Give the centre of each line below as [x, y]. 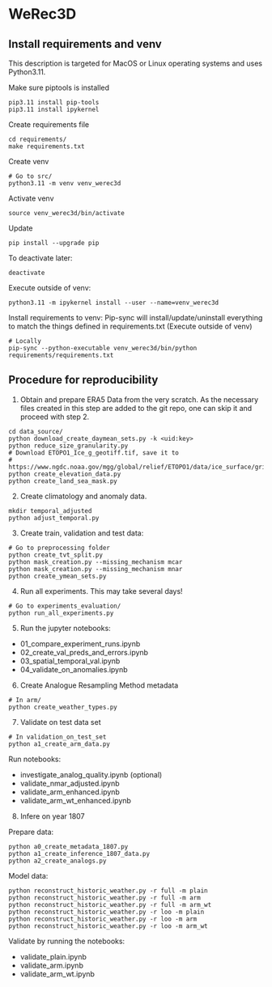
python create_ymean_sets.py [57, 576]
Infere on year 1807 [52, 816]
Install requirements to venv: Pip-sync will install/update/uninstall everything [136, 318]
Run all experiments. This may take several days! [102, 591]
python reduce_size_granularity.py [68, 446]
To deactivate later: [40, 258]
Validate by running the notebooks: [67, 941]
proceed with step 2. [55, 417]
